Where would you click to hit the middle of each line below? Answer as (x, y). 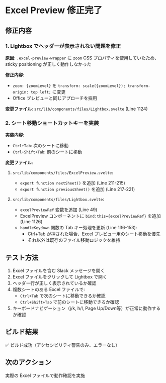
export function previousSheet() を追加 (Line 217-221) (77, 189)
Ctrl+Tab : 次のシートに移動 (40, 146)
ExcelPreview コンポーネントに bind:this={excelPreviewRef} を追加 (90, 216)
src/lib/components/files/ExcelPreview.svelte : (63, 173)
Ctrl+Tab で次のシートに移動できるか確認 (63, 296)
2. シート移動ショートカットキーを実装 (52, 123)
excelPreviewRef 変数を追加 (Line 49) (59, 210)
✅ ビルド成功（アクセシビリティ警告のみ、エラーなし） (63, 345)
